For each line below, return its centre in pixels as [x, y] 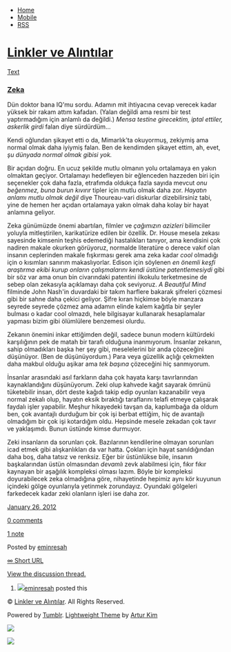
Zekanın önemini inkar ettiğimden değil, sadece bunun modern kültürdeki [111, 335]
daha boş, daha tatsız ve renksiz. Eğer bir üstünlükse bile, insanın [100, 457]
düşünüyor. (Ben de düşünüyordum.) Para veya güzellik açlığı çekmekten [111, 357]
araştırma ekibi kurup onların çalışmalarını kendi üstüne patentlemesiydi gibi [116, 270]
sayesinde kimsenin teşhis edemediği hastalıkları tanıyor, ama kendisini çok [114, 241]
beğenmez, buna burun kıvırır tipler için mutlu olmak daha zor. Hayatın [107, 190]
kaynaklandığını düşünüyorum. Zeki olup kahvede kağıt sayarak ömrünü [109, 385]
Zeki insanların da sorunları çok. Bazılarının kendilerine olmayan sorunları [111, 443]
